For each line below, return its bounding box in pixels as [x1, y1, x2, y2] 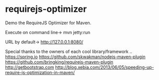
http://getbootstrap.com [5, 64, 54, 70]
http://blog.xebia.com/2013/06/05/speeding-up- [55, 64, 155, 70]
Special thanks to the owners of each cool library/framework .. [5, 48, 133, 54]
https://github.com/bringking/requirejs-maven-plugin [5, 59, 113, 65]
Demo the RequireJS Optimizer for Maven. [5, 20, 92, 26]
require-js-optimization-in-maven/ [5, 69, 75, 75]
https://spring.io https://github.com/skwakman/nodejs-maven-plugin [5, 53, 146, 60]
